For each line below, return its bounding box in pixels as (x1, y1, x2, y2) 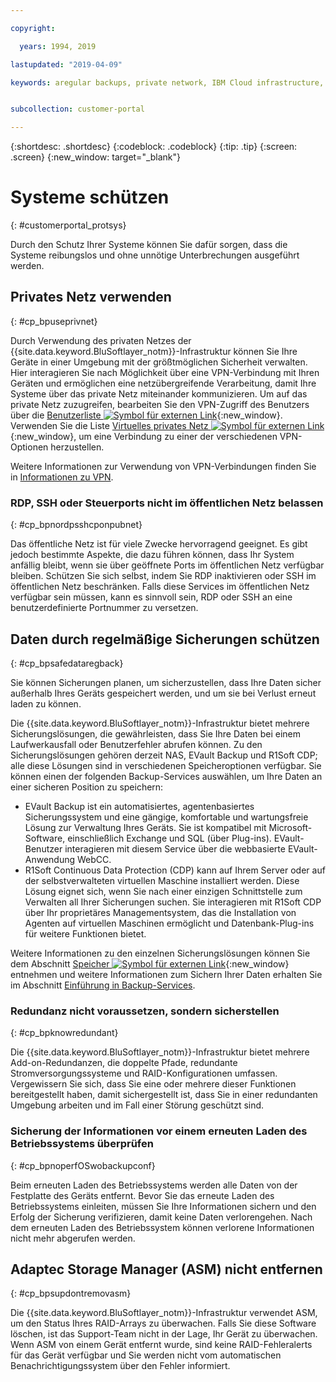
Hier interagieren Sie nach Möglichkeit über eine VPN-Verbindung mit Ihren (10, 366, 320, 378)
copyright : (10, 23, 56, 33)
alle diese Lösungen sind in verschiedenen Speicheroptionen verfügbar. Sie (10, 759, 322, 771)
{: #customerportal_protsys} (10, 219, 127, 231)
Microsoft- (268, 821, 313, 833)
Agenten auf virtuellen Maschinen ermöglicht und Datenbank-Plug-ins (24, 917, 315, 929)
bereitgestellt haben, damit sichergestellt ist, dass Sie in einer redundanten (10, 1089, 318, 1101)
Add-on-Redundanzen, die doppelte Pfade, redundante (10, 1057, 238, 1069)
